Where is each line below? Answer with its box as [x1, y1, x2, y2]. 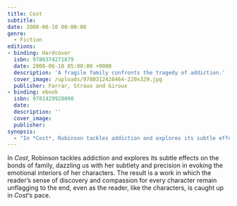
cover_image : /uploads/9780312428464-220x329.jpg [13, 75, 162, 83]
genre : [7, 30, 27, 37]
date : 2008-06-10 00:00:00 [7, 23, 87, 30]
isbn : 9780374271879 [13, 56, 74, 63]
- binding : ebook [7, 89, 59, 96]
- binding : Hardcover [7, 50, 71, 57]
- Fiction [13, 37, 42, 44]
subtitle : [7, 17, 37, 24]
